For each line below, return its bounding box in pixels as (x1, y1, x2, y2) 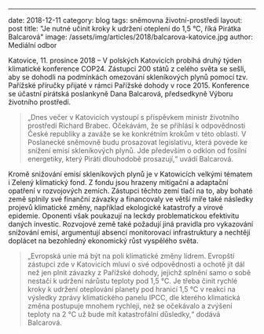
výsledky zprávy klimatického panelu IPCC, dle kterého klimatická (27, 293, 241, 302)
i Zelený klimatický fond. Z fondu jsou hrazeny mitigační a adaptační (8, 178, 229, 187)
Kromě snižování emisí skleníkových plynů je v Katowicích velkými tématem (8, 169, 253, 179)
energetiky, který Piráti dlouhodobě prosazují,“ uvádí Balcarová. (27, 154, 234, 163)
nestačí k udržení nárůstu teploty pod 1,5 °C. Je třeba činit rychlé (27, 276, 238, 285)
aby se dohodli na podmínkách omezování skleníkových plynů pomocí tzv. (8, 72, 248, 82)
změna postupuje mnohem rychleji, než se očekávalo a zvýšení (27, 301, 233, 310)
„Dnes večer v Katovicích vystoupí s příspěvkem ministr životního (27, 113, 240, 122)
